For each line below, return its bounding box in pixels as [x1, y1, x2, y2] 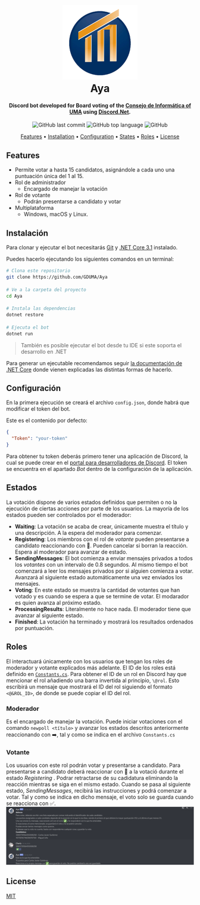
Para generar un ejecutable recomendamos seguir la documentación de [6, 359, 183, 366]
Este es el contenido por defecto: [6, 417, 87, 424]
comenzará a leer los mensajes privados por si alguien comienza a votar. [14, 567, 194, 574]
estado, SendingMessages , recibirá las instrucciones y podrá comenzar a [6, 787, 187, 794]
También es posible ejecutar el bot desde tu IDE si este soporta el [20, 341, 182, 348]
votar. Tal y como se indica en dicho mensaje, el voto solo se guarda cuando [6, 793, 194, 801]
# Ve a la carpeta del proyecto [6, 286, 86, 293]
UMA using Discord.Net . [69, 108, 131, 115]
